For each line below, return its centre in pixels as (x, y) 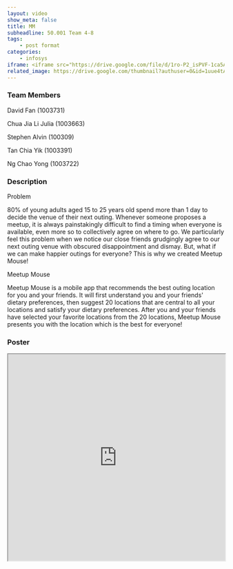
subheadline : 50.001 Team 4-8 (51, 33)
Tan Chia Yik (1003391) (40, 150)
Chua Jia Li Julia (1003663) (46, 123)
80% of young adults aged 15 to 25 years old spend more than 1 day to (108, 210)
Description (27, 181)
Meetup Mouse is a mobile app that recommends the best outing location (111, 288)
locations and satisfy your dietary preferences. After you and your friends (111, 310)
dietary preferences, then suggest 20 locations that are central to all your (111, 302)
